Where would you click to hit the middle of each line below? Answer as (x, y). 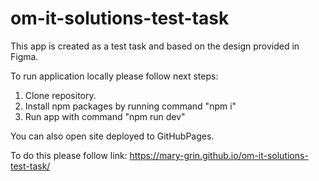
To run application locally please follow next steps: (114, 76)
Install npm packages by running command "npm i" (130, 106)
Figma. (24, 56)
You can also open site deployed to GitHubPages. (112, 136)
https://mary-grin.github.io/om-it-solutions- (219, 155)
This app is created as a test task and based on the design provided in (155, 46)
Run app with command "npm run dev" (105, 116)
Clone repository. (60, 95)
